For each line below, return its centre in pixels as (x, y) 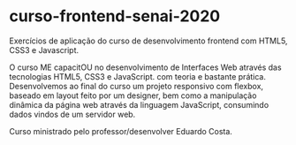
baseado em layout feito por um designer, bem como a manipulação (133, 95)
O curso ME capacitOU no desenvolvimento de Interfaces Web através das (145, 67)
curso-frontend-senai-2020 (115, 16)
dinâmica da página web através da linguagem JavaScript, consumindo (139, 104)
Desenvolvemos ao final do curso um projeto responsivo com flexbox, (136, 86)
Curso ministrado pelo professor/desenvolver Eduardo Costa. (121, 131)
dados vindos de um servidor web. (72, 114)
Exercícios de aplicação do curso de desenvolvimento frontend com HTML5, (148, 41)
